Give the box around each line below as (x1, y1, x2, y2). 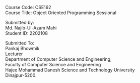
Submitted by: (5, 20, 34, 25)
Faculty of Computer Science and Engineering (5, 62, 101, 67)
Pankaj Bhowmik (5, 46, 40, 51)
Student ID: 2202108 (5, 30, 48, 36)
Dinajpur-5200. (5, 72, 37, 78)
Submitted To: (5, 40, 34, 46)
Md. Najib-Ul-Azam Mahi (5, 25, 57, 31)
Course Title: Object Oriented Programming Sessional (5, 10, 117, 16)
